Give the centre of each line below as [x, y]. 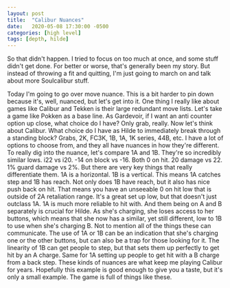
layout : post [26, 13]
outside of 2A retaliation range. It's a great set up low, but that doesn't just [112, 196]
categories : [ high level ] [44, 33]
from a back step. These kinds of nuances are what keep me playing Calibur [115, 263]
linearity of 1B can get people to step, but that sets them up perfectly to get [113, 248]
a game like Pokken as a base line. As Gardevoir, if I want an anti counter [110, 116]
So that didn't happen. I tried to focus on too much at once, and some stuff [113, 59]
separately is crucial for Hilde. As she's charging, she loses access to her [111, 212]
